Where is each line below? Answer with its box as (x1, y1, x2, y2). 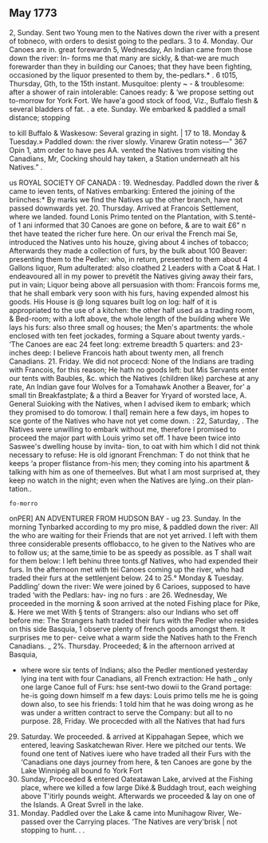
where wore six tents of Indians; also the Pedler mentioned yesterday (20, 664, 248, 675)
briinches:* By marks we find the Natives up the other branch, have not (9, 195, 242, 204)
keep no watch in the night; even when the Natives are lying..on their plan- (9, 476, 254, 485)
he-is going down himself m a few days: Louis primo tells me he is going (20, 690, 258, 700)
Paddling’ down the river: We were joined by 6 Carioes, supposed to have (9, 581, 250, 591)
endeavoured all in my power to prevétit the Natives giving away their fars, (9, 271, 254, 281)
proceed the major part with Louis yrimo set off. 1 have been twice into (9, 432, 241, 443)
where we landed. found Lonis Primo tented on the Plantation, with (9, 211, 228, 221)
